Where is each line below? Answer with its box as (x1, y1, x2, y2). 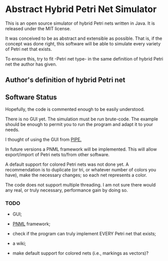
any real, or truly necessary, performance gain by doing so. (5, 187, 128, 193)
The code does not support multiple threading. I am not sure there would (5, 182, 156, 188)
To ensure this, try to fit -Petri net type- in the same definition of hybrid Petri (5, 55, 163, 61)
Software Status (5, 93, 57, 101)
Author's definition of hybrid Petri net (5, 76, 126, 84)
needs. (5, 127, 20, 133)
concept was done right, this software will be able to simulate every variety (5, 40, 161, 46)
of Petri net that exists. (5, 46, 52, 52)
